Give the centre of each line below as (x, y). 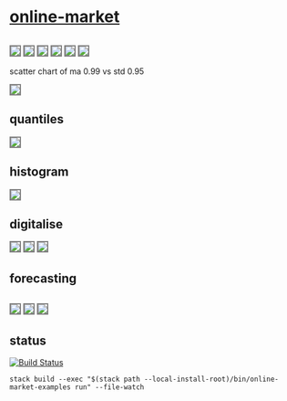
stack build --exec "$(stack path (75, 379)
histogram (39, 172)
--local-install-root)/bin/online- (212, 379)
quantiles (36, 119)
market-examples (40, 387)
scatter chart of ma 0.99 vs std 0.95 (77, 71)
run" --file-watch (109, 387)
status (28, 340)
